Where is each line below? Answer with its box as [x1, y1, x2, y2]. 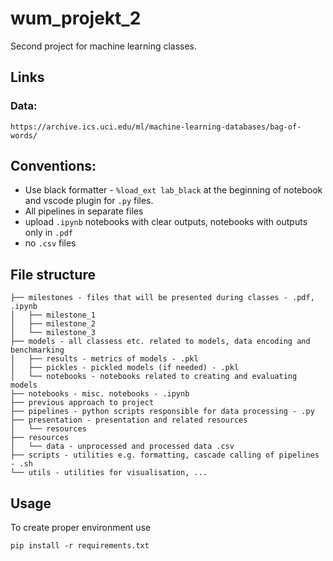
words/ [10, 130, 38, 141]
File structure [10, 266, 96, 283]
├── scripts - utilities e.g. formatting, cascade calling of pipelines [10, 450, 320, 461]
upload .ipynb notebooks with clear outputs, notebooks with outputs [24, 216, 308, 228]
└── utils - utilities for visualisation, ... [10, 468, 208, 478]
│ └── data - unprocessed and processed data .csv [10, 442, 235, 452]
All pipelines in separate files [24, 205, 144, 217]
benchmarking [10, 345, 65, 356]
